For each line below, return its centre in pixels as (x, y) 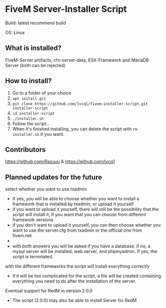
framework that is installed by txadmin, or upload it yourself (73, 204)
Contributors (26, 150)
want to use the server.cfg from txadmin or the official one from (77, 230)
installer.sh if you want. (38, 134)
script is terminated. (33, 257)
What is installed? (33, 48)
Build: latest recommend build (35, 23)
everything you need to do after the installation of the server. (74, 281)
